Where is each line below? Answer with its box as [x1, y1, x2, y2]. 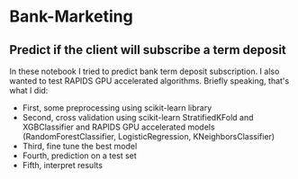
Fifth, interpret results [22, 160, 104, 170]
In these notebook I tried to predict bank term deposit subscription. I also [9, 66, 280, 76]
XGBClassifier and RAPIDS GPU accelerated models [22, 121, 215, 132]
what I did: [9, 85, 49, 95]
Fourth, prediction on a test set [22, 150, 137, 161]
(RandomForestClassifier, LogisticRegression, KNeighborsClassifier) [22, 131, 275, 141]
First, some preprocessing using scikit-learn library [22, 103, 212, 113]
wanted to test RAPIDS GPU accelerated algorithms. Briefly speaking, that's [9, 76, 290, 86]
